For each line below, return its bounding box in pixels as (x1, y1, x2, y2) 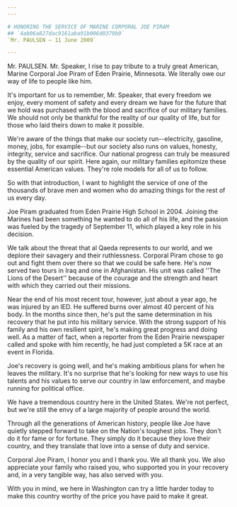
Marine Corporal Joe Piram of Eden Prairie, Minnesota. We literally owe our (7, 69, 226, 78)
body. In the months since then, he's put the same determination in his (7, 310, 212, 319)
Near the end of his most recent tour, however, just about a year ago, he (7, 295, 217, 303)
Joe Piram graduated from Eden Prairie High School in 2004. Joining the (7, 207, 218, 216)
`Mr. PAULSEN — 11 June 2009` (7, 36, 97, 43)
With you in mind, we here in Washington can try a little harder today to (7, 484, 214, 493)
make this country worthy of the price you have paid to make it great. (7, 492, 209, 501)
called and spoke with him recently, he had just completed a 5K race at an (7, 340, 223, 349)
